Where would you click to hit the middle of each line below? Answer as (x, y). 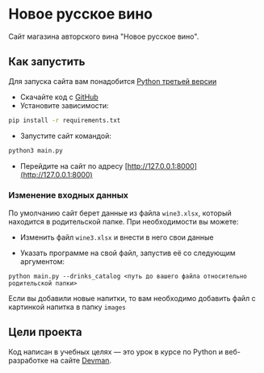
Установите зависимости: (64, 105)
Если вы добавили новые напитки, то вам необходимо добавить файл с (132, 298)
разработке (28, 360)
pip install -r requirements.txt (65, 120)
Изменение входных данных (69, 195)
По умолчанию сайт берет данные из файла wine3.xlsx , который (120, 213)
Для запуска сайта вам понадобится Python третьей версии (113, 81)
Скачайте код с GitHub (59, 97)
